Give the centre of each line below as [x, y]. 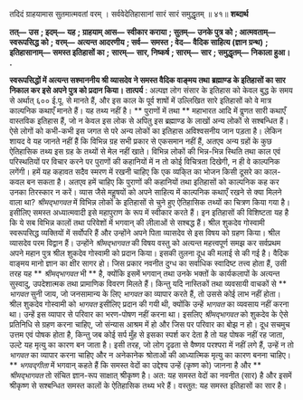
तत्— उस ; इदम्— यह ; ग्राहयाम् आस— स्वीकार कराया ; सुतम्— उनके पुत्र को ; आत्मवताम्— [142, 32]
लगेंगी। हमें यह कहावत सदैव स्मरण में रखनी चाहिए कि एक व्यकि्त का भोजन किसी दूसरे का [136, 171]
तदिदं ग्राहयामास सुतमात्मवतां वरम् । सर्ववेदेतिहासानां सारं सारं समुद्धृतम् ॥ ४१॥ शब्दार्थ [129, 14]
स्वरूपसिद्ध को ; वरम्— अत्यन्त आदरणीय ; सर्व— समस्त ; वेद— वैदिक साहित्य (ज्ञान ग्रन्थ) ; [139, 42]
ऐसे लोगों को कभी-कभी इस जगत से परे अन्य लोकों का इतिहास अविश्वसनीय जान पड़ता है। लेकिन [146, 131]
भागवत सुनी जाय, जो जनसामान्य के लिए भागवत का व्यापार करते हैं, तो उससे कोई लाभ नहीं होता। [145, 294]
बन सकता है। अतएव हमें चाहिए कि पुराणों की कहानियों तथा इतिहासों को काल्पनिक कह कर [153, 182]
